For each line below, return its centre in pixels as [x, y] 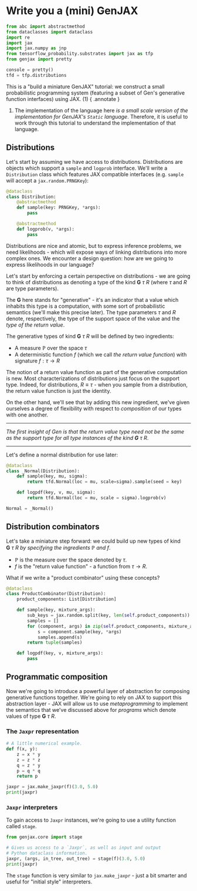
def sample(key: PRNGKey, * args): [59, 208]
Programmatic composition [57, 677]
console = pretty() [30, 70]
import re [18, 37]
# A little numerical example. [44, 744]
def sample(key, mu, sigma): [52, 476]
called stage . [21, 826]
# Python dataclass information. [47, 853]
